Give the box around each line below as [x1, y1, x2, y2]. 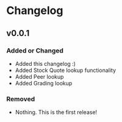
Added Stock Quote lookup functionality [15, 66, 117, 74]
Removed [6, 95, 35, 103]
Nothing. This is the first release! [15, 109, 98, 116]
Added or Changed [6, 46, 64, 55]
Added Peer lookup [15, 73, 64, 80]
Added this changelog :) [15, 60, 76, 67]
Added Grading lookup [15, 79, 73, 87]
